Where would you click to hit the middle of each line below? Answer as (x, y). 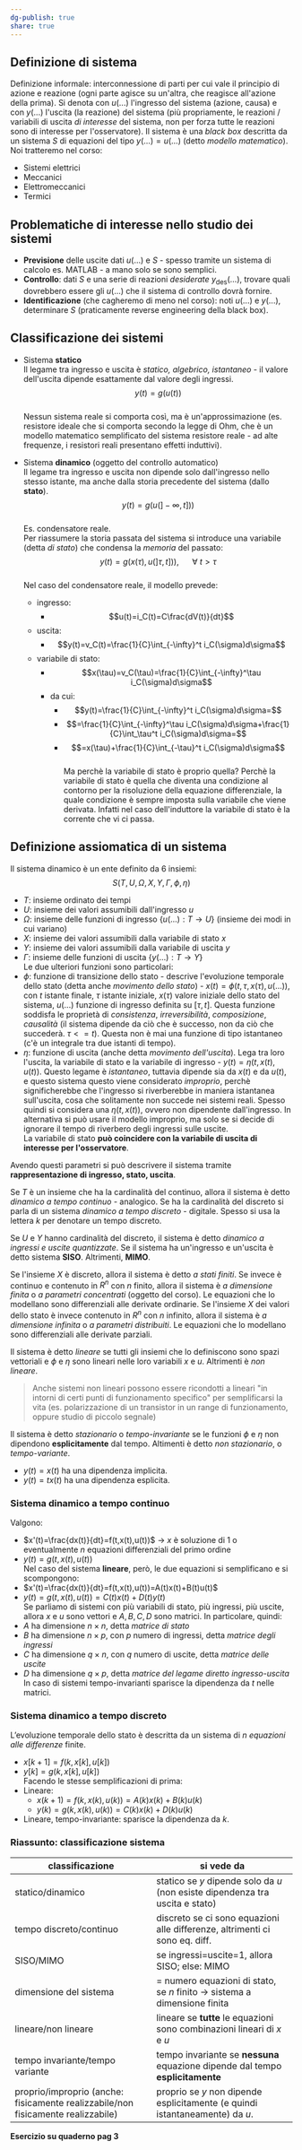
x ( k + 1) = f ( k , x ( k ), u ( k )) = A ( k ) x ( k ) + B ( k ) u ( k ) (119, 1800)
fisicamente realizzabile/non (74, 2102)
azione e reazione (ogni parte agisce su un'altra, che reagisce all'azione (143, 93)
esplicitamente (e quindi (207, 2102)
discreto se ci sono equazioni (218, 1918)
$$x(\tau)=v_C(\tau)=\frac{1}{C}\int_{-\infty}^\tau (171, 672)
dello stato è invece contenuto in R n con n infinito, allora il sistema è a (138, 1314)
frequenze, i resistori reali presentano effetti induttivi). (122, 445)
